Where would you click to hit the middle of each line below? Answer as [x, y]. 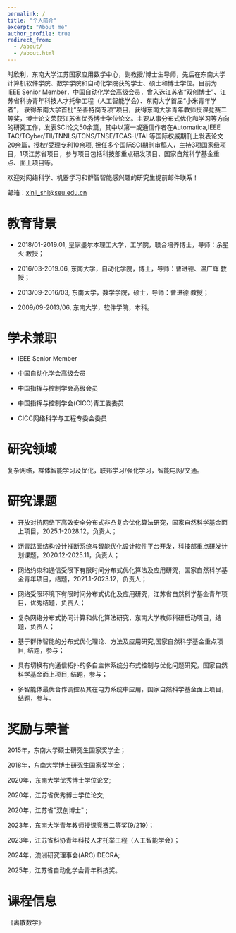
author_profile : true [39, 34]
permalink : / [26, 14]
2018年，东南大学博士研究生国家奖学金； [67, 765]
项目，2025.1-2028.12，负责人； [70, 531]
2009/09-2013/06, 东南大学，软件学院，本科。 [85, 307]
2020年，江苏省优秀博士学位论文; [56, 795]
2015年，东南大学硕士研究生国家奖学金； [67, 750]
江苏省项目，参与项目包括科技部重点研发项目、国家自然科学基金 [120, 153]
